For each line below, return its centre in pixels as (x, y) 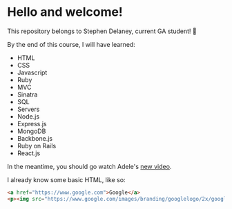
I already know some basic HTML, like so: (66, 179)
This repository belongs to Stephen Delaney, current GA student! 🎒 (102, 31)
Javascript (32, 72)
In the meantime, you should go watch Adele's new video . (89, 166)
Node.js (28, 116)
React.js (29, 153)
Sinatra (27, 94)
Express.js (32, 123)
